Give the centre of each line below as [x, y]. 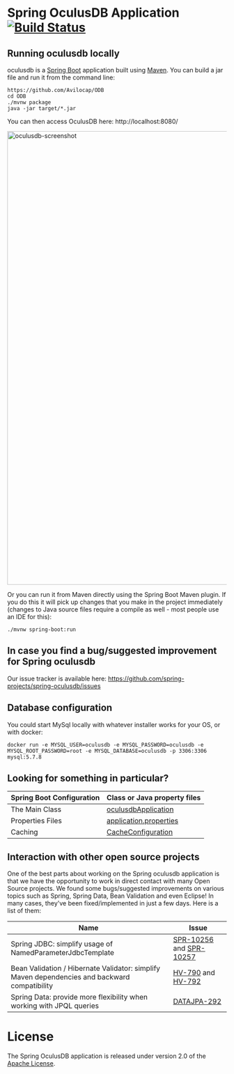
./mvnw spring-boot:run [42, 630]
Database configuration [60, 708]
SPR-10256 [193, 940]
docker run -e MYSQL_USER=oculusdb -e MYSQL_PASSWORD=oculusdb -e [106, 745]
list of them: [24, 911]
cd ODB [17, 96]
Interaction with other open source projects [103, 857]
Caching [24, 832]
